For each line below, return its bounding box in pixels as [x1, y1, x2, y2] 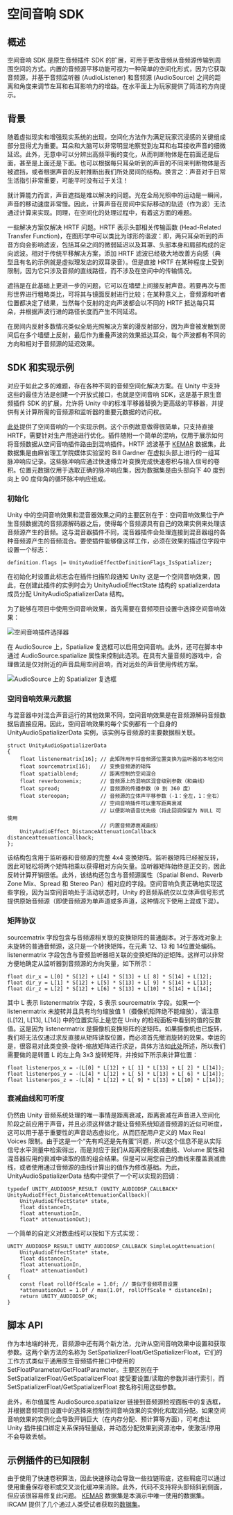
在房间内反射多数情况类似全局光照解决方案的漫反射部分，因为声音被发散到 [7, 322, 220, 330]
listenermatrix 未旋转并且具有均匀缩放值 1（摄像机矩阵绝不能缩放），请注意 [7, 1007, 220, 1015]
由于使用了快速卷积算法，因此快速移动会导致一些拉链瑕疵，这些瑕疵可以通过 [7, 1474, 226, 1482]
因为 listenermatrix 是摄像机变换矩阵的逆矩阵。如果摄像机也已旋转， [31, 1024, 226, 1033]
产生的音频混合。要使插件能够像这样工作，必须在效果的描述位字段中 [31, 537, 226, 545]
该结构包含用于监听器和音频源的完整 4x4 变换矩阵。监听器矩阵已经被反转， [7, 853, 223, 862]
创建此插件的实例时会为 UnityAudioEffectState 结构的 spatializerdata [25, 581, 221, 589]
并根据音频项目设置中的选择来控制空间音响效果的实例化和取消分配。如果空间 [7, 1406, 226, 1414]
